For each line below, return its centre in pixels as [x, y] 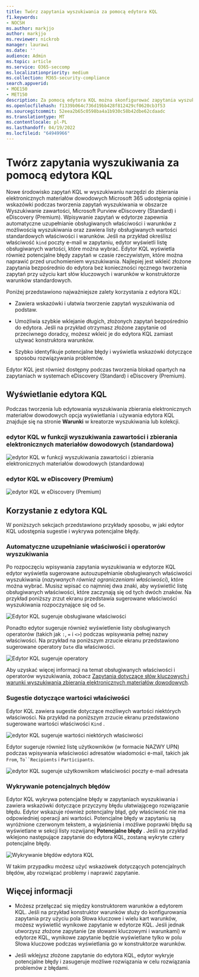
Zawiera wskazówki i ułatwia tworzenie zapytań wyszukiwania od [94, 303]
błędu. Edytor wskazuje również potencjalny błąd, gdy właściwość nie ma [96, 812]
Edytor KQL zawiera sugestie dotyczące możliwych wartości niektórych [94, 711]
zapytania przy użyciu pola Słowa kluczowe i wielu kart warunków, [96, 918]
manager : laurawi [28, 45]
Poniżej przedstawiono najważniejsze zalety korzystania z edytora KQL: [94, 291]
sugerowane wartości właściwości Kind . [56, 724]
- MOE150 [17, 89]
